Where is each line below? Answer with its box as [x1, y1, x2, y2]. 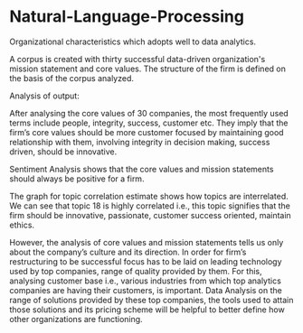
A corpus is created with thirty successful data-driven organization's [9, 53, 266, 64]
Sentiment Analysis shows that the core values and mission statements [9, 163, 274, 174]
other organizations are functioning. [9, 313, 143, 324]
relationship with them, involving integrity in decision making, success [9, 136, 270, 147]
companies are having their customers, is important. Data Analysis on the [9, 284, 282, 295]
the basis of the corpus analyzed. [9, 72, 134, 83]
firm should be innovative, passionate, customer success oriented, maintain [9, 209, 291, 220]
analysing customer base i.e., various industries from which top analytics [9, 275, 282, 286]
